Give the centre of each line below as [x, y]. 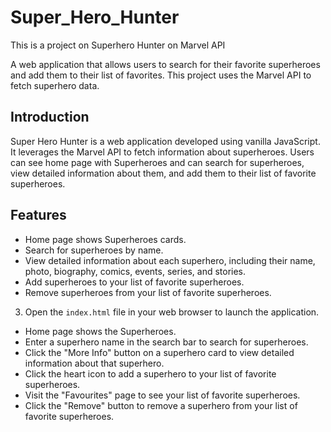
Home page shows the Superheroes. [100, 331]
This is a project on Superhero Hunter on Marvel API [118, 45]
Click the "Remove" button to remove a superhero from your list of [161, 405]
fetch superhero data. [55, 85]
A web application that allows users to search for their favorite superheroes [165, 64]
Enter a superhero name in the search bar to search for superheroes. [166, 342]
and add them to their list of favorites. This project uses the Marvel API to [161, 75]
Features [38, 215]
